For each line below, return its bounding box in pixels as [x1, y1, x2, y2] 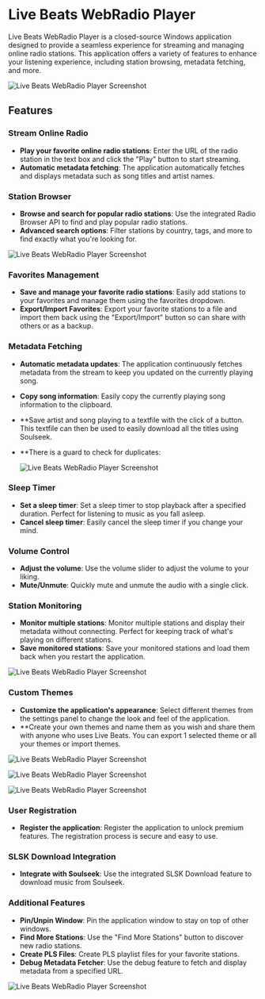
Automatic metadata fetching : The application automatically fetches [19, 163, 245, 172]
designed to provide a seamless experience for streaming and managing [8, 40, 244, 49]
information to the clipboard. [19, 399, 113, 409]
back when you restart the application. [19, 652, 146, 662]
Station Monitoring [8, 601, 82, 612]
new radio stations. [19, 940, 82, 950]
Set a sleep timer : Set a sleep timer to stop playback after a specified [19, 500, 247, 509]
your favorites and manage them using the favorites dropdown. [19, 296, 225, 305]
